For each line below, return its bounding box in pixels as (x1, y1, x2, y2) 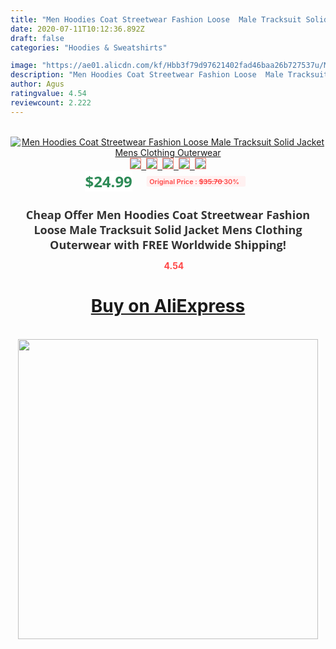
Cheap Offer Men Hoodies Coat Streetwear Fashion (25, 206, 311, 223)
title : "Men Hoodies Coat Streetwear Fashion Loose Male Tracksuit (10, 14, 302, 25)
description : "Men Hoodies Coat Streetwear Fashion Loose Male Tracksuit (10, 70, 329, 80)
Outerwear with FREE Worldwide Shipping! (49, 236, 287, 253)
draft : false (10, 33, 65, 43)
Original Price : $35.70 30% (149, 176, 240, 186)
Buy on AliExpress (90, 295, 246, 318)
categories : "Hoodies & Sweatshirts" (10, 42, 168, 53)
